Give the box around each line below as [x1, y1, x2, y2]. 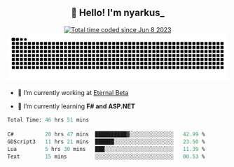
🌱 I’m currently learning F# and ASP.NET [17, 102, 135, 110]
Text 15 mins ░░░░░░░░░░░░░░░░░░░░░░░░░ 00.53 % [7, 153, 205, 160]
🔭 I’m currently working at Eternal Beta [17, 88, 129, 96]
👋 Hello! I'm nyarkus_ [71, 7, 165, 19]
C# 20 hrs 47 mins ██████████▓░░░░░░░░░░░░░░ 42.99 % [7, 131, 205, 138]
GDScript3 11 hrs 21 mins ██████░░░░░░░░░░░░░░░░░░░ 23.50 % [7, 138, 205, 145]
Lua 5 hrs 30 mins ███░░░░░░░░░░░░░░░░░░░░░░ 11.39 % [7, 146, 205, 153]
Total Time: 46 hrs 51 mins [7, 116, 90, 123]
